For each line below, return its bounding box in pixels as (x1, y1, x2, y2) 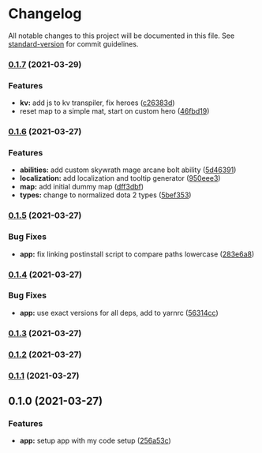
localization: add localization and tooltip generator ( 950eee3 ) (19, 174, 221, 183)
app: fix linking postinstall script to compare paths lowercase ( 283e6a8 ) (19, 249, 255, 259)
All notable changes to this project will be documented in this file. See (8, 31, 235, 40)
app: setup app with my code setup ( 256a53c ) (19, 436, 171, 446)
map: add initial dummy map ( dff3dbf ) (19, 182, 144, 192)
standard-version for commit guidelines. (8, 39, 139, 48)
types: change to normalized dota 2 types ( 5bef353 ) (19, 190, 192, 200)
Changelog (8, 5, 82, 23)
